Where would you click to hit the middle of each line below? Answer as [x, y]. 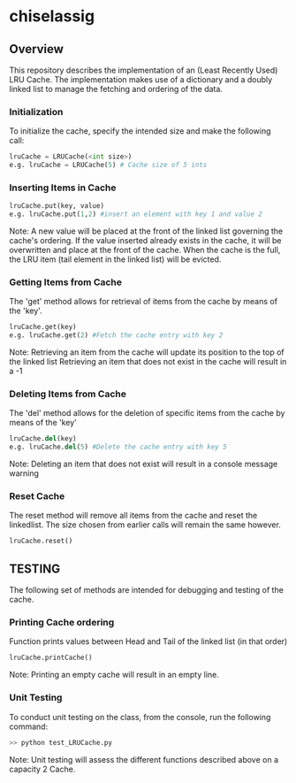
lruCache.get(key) [43, 327]
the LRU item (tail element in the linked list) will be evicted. [115, 259]
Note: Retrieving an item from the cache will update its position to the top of [147, 352]
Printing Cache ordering [62, 623]
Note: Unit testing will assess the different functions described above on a [144, 759]
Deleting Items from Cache [68, 394]
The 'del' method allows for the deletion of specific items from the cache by [147, 413]
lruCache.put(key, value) [57, 206]
